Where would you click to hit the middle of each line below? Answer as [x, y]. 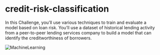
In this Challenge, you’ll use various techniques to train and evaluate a [76, 22]
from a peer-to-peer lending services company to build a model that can [78, 33]
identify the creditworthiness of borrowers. [48, 38]
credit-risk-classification [57, 9]
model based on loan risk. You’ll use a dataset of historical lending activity [80, 27]
